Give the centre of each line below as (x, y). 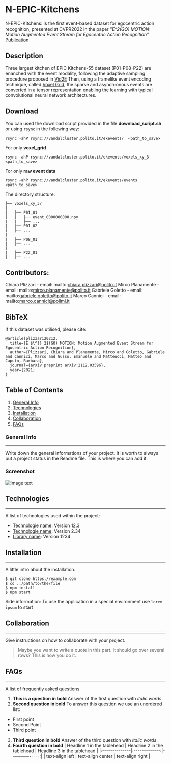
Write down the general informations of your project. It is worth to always (82, 453)
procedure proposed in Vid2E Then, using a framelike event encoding (78, 79)
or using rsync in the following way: (42, 129)
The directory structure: (30, 194)
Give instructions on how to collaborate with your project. (65, 640)
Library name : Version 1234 (41, 537)
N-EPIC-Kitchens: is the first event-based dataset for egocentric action (80, 23)
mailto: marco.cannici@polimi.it (37, 301)
